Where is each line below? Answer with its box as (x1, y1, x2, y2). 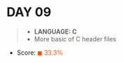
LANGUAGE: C (34, 27, 78, 36)
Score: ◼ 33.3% (16, 48, 64, 57)
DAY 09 (6, 4, 52, 20)
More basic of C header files (34, 34, 117, 43)
